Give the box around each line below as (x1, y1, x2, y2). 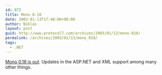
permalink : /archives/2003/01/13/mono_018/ (5, 36, 98, 41)
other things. (5, 64, 32, 70)
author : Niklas (5, 21, 37, 27)
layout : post (5, 26, 33, 31)
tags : (5, 40, 17, 45)
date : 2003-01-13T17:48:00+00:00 (5, 17, 75, 22)
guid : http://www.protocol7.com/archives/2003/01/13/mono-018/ (5, 31, 141, 36)
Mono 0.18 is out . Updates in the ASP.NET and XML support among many (5, 58, 157, 64)
